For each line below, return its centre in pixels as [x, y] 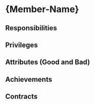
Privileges [22, 45]
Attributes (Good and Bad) [48, 62]
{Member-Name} [42, 9]
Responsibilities [31, 28]
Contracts [22, 97]
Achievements [29, 79]
